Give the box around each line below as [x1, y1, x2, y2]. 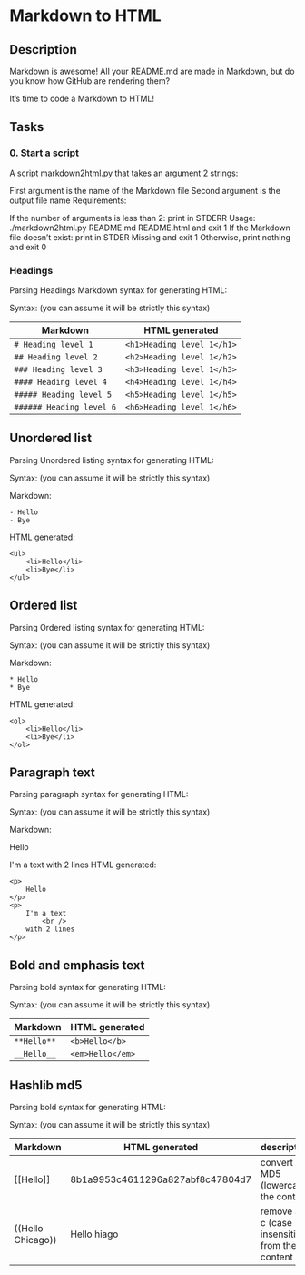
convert [260, 1157, 293, 1169]
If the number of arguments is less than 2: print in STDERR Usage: [9, 212, 256, 223]
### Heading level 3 [14, 364, 103, 374]
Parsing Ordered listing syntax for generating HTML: [9, 622, 205, 632]
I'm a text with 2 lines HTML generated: [9, 859, 157, 870]
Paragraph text [9, 765, 95, 780]
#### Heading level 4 [14, 377, 107, 387]
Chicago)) [14, 1234, 57, 1247]
